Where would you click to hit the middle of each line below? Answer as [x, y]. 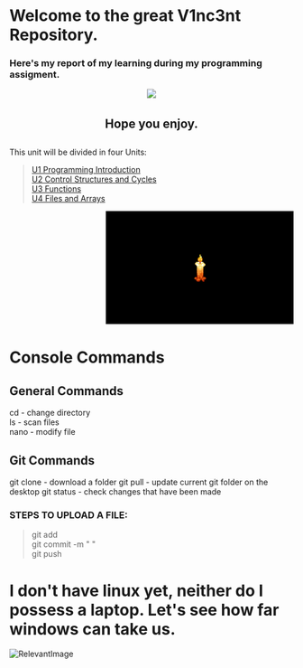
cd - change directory [50, 413]
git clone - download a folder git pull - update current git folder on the [139, 482]
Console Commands [87, 358]
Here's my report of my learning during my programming [136, 63]
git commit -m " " [64, 544]
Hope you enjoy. [151, 123]
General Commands [66, 391]
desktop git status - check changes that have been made [115, 492]
